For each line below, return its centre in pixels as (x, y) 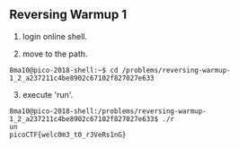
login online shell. (55, 36)
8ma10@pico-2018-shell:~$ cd (64, 70)
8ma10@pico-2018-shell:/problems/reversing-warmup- (108, 111)
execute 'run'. (48, 94)
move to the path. (55, 54)
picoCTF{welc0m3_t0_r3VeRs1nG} (68, 135)
